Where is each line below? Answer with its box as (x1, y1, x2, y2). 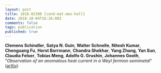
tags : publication (5, 25, 42, 30)
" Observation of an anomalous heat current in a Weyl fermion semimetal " (5, 58, 152, 63)
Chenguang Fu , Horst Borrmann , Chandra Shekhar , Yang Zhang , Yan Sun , (5, 48, 156, 53)
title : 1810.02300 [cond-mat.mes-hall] (5, 12, 86, 16)
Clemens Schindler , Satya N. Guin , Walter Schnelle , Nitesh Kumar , (5, 43, 141, 48)
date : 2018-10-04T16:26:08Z (5, 16, 62, 21)
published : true (5, 29, 38, 34)
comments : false (5, 20, 38, 25)
